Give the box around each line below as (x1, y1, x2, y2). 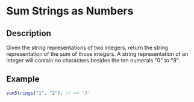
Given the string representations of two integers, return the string (6, 44, 169, 51)
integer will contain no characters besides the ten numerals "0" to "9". (6, 57, 181, 64)
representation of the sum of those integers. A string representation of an (6, 50, 189, 58)
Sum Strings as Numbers (6, 4, 134, 18)
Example (6, 74, 40, 85)
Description (6, 28, 51, 38)
